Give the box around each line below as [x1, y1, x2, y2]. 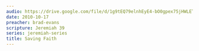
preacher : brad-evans [6, 19, 60, 25]
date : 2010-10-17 [6, 14, 49, 20]
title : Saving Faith [6, 36, 57, 42]
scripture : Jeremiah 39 [6, 25, 65, 31]
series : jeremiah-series [6, 30, 68, 36]
